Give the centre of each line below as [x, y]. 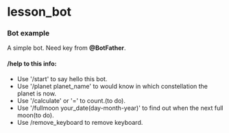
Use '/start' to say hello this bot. [62, 78]
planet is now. [37, 93]
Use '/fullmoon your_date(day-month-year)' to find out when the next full [120, 108]
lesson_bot [39, 12]
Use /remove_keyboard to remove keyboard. [80, 122]
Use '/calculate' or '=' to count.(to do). [71, 100]
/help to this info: [32, 64]
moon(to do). [35, 115]
